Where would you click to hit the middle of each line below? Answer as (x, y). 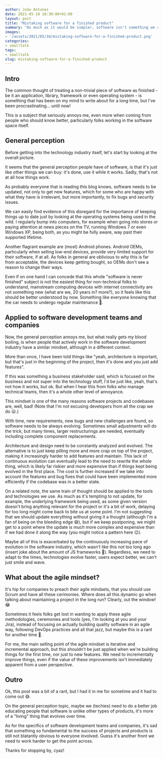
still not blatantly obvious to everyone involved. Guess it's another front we (80, 736)
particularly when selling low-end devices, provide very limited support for (80, 252)
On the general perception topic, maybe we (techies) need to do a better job (81, 706)
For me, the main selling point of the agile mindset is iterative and (70, 644)
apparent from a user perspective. (39, 664)
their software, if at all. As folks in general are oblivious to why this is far (77, 257)
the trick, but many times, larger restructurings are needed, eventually (75, 431)
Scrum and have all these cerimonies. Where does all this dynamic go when (81, 594)
